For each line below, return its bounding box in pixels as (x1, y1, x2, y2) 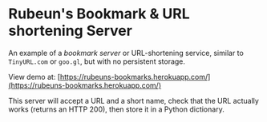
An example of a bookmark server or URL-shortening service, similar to (8, 48, 245, 57)
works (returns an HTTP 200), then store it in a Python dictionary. (8, 104, 225, 114)
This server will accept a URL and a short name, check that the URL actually (8, 96, 259, 105)
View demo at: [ (8, 72, 61, 81)
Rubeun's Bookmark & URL (8, 5, 190, 23)
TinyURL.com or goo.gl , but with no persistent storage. (8, 57, 186, 66)
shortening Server (8, 22, 132, 40)
